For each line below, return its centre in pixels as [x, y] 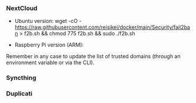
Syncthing [21, 78]
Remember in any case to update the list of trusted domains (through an [93, 57]
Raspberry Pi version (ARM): [49, 45]
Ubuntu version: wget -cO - [48, 21]
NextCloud [22, 8]
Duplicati [19, 94]
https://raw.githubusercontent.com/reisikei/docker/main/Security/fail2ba [102, 27]
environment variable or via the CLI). [50, 62]
